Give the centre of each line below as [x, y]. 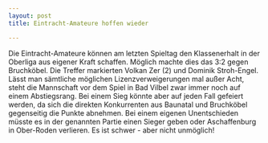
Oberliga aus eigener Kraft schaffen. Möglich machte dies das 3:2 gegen [128, 62]
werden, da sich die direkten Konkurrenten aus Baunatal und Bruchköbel [128, 104]
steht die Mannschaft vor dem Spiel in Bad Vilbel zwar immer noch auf [124, 87]
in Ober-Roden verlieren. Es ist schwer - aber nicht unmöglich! [112, 130]
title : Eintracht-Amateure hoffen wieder [79, 23]
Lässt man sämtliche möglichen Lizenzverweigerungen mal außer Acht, [126, 79]
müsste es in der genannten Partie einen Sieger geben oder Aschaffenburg [132, 121]
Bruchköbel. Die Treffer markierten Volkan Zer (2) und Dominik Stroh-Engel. [134, 70]
